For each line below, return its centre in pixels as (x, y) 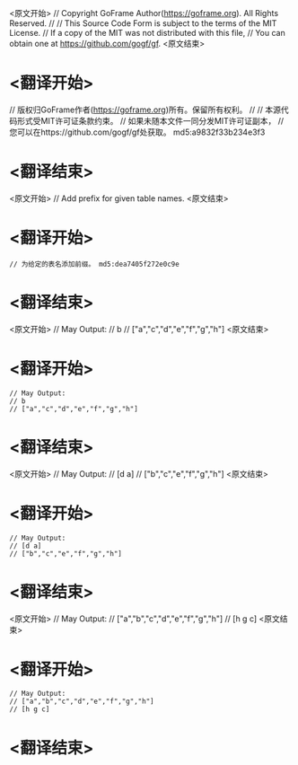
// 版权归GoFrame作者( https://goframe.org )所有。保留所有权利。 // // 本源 (145, 110)
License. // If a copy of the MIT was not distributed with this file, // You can (147, 33)
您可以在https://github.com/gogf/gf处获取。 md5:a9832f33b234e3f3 (137, 132)
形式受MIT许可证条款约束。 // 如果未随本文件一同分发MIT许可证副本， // (150, 120)
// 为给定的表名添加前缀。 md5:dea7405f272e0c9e (94, 264)
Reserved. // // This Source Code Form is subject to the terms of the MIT (143, 23)
